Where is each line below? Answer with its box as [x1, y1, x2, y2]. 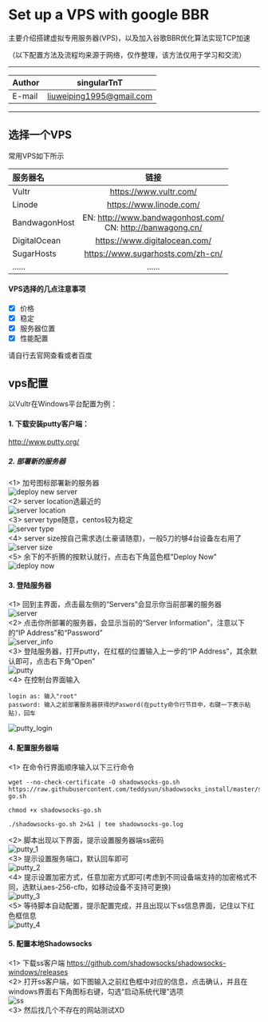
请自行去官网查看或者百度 [8, 350, 93, 361]
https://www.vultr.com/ [109, 186, 197, 197]
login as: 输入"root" [8, 693, 78, 701]
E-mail [12, 90, 38, 102]
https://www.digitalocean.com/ [95, 234, 212, 246]
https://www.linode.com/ [106, 198, 200, 210]
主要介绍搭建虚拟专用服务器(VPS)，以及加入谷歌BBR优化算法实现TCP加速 [8, 33, 250, 42]
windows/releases [8, 967, 69, 976]
